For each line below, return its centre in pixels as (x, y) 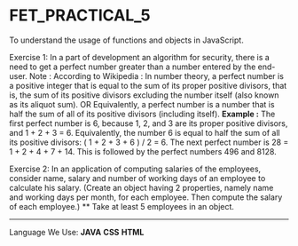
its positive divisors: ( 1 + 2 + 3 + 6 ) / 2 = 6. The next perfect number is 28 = (149, 142)
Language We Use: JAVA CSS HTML (77, 232)
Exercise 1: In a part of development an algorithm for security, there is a (140, 57)
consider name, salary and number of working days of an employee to (137, 178)
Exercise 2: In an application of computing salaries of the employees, (135, 169)
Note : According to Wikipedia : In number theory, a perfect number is (157, 75)
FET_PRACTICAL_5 (80, 16)
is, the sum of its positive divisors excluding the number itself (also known (144, 95)
